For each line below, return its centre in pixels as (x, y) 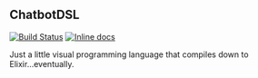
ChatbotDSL (45, 15)
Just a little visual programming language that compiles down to (129, 54)
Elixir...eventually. (42, 63)
